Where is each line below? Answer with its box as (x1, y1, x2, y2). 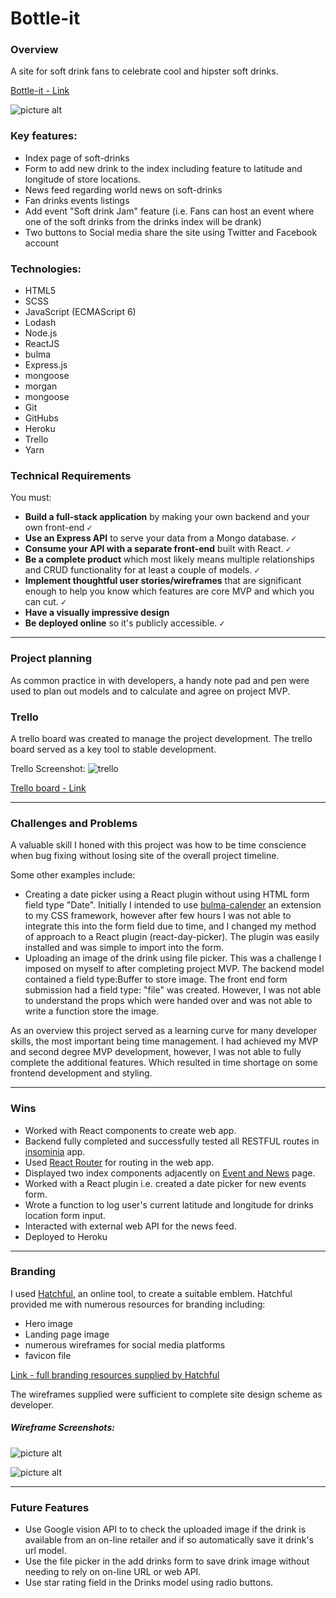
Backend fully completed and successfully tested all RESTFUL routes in (24, 1135, 320, 1147)
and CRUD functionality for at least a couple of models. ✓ (24, 564, 260, 576)
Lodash (24, 317, 57, 329)
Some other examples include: (10, 869, 136, 881)
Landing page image (24, 1328, 110, 1340)
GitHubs (24, 412, 59, 424)
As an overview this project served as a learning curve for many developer (10, 1025, 318, 1037)
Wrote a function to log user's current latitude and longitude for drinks (24, 1198, 314, 1211)
